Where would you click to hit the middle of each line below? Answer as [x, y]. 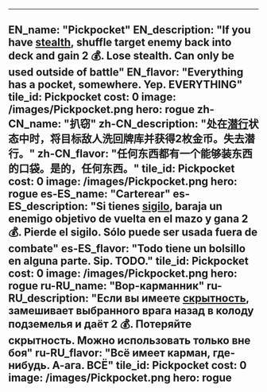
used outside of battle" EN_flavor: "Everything [126, 72]
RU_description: [48, 299]
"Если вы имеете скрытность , [170, 299]
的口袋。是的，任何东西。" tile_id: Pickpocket [122, 169]
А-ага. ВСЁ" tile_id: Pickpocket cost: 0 [149, 365]
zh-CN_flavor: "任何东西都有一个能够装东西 [145, 154]
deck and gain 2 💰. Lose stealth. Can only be [121, 56]
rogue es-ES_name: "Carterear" [89, 194]
